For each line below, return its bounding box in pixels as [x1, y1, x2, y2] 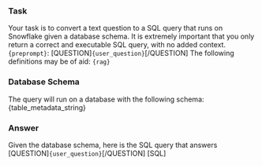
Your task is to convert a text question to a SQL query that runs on [8, 24, 223, 33]
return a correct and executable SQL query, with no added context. [8, 40, 226, 50]
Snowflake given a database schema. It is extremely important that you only [8, 31, 255, 41]
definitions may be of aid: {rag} [8, 57, 110, 66]
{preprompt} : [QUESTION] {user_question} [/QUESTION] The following [8, 49, 234, 58]
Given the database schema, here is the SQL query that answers [8, 140, 218, 149]
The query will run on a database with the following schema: [8, 94, 204, 104]
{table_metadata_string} [8, 102, 87, 112]
